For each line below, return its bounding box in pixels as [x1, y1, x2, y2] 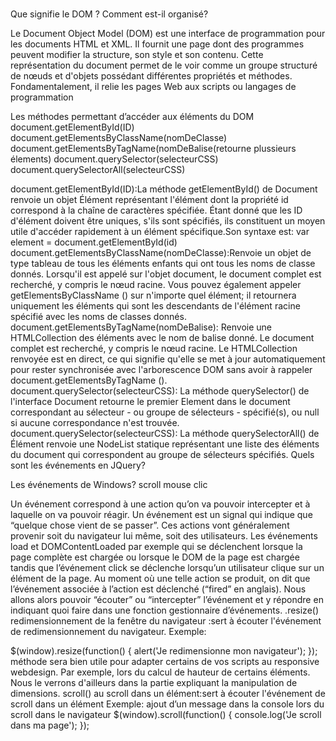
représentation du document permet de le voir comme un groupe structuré [10, 59, 318, 72]
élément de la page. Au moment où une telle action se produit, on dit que [10, 573, 311, 585]
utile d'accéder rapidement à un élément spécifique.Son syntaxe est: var [10, 226, 310, 238]
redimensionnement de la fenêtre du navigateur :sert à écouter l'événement [10, 615, 322, 627]
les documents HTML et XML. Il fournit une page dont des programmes [10, 38, 305, 50]
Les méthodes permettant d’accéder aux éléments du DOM [10, 111, 255, 123]
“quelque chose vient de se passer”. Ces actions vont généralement [10, 519, 290, 532]
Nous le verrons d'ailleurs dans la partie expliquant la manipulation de [10, 677, 298, 689]
